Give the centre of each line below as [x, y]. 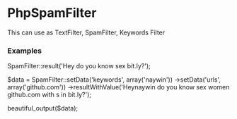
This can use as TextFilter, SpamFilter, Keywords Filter [86, 32]
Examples [25, 51]
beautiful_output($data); [43, 108]
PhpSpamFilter [52, 13]
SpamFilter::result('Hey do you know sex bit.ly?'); [79, 66]
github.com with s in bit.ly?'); [50, 95]
